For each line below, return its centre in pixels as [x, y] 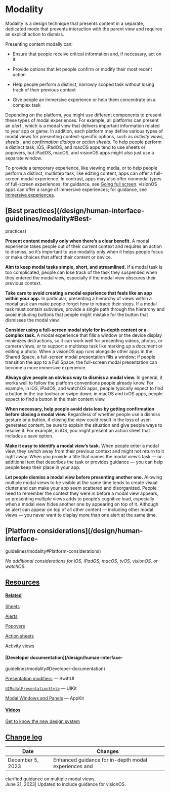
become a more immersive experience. [46, 367]
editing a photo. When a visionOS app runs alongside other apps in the [79, 351]
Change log [24, 737]
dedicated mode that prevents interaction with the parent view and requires [84, 28]
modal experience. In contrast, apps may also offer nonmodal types [91, 178]
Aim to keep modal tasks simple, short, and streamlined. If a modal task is [84, 267]
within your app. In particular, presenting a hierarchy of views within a [78, 298]
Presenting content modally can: [39, 44]
